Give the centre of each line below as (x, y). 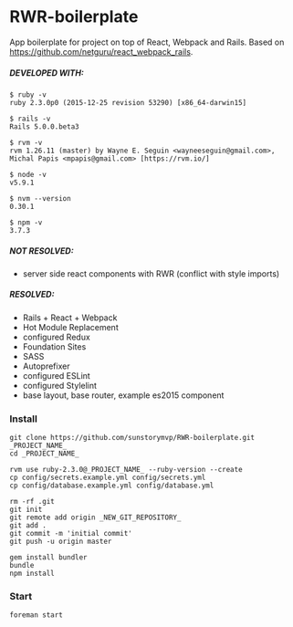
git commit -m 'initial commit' (71, 534)
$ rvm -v (26, 142)
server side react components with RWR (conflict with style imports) (151, 273)
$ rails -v (30, 119)
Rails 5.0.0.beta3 (44, 126)
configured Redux (57, 337)
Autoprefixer (46, 366)
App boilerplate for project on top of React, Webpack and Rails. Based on (147, 42)
